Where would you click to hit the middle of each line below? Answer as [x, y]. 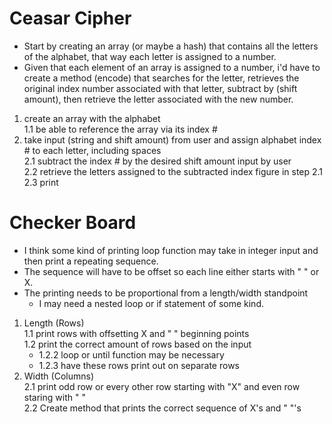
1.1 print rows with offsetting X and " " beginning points [136, 333]
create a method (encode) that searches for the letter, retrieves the [161, 78]
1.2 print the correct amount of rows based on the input [137, 344]
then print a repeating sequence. [91, 261]
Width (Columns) [58, 376]
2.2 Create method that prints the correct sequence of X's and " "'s [162, 408]
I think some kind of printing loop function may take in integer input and [171, 250]
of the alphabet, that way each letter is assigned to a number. [150, 56]
